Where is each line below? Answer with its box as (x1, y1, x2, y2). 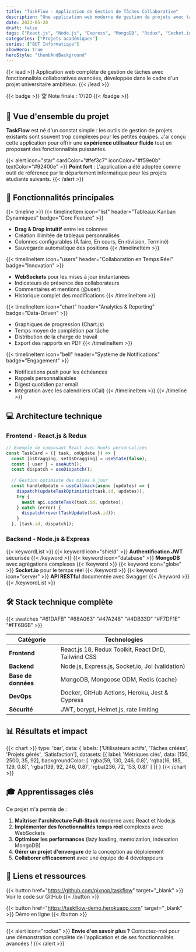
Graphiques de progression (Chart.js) (14, 321, 104, 328)
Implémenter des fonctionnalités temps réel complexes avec (14, 823, 163, 830)
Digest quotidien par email (14, 381, 78, 388)
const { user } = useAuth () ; (11, 461, 82, 467)
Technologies (104, 636, 143, 644)
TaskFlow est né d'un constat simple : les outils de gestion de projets (6, 127, 173, 134)
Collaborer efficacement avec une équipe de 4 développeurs (14, 854, 163, 861)
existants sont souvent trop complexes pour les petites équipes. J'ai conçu (6, 133, 186, 141)
